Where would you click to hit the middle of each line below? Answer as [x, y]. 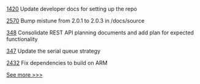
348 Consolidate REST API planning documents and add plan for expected [100, 32]
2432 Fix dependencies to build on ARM [57, 63]
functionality [22, 39]
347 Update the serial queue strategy [54, 51]
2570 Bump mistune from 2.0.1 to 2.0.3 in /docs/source [76, 21]
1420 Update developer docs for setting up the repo [72, 9]
